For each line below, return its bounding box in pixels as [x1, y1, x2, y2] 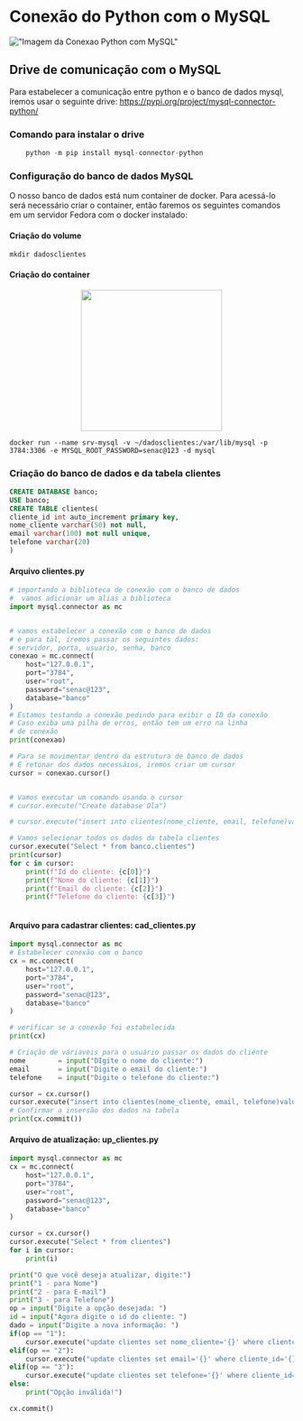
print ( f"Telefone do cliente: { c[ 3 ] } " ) [25, 892, 176, 901]
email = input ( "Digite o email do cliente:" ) [9, 1065, 207, 1074]
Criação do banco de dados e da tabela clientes [9, 466, 221, 479]
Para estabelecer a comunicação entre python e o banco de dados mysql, [9, 86, 284, 97]
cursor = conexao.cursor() [9, 769, 111, 778]
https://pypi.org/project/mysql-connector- [119, 96, 277, 106]
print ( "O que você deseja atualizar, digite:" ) [9, 1270, 192, 1279]
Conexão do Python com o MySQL [9, 6, 271, 27]
